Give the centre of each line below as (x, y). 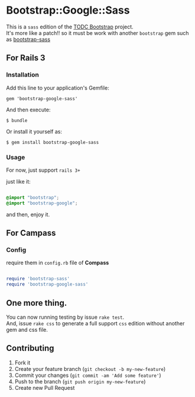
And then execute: (28, 110)
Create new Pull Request (45, 388)
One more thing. (37, 303)
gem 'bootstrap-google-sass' (42, 98)
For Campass (31, 233)
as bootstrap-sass (28, 39)
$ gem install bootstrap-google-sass (53, 142)
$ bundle (17, 120)
